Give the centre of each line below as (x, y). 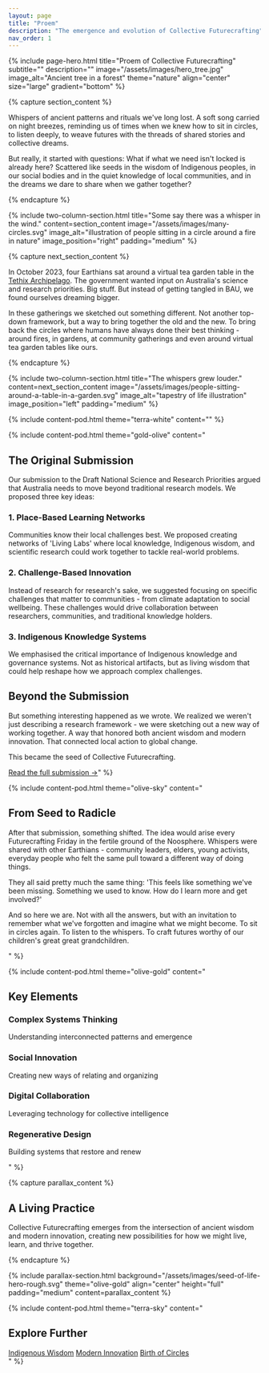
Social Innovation (43, 1058)
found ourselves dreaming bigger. (64, 298)
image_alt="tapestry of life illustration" (183, 396)
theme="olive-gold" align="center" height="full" (144, 1284)
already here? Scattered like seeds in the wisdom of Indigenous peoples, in (132, 167)
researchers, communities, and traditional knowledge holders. (110, 615)
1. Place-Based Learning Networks (77, 517)
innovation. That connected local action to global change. (103, 741)
